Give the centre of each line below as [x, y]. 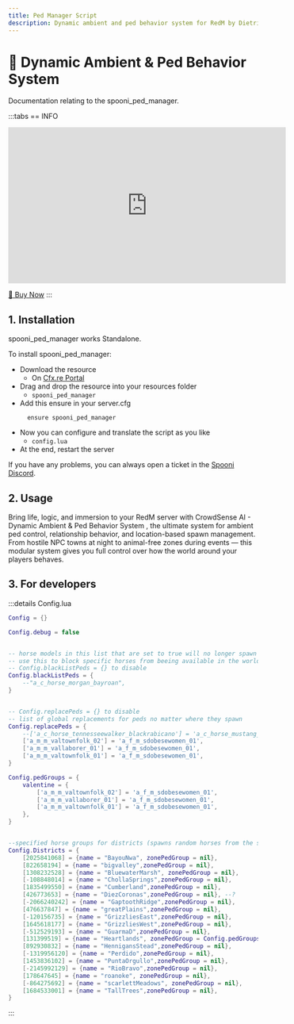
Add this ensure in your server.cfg [75, 403]
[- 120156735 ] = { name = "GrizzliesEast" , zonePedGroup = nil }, [127, 917]
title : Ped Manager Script [53, 15]
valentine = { [46, 785]
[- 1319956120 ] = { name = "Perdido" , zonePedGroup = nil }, [118, 954]
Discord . [22, 474]
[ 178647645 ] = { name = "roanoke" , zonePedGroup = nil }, [117, 976]
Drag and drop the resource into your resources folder [108, 386]
